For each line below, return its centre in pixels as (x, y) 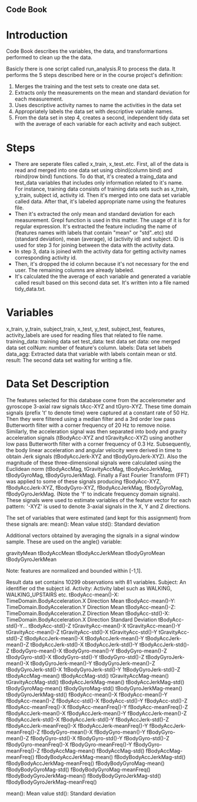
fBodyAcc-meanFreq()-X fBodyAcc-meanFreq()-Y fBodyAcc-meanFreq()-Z (97, 707)
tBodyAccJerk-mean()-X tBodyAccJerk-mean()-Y (84, 639)
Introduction (37, 35)
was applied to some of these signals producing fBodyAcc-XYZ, (84, 482)
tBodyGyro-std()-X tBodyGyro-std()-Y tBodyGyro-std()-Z (75, 657)
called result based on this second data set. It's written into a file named (102, 283)
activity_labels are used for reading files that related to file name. (84, 335)
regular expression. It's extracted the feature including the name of (96, 226)
